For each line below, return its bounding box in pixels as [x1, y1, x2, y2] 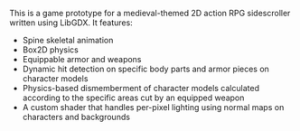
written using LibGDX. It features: [9, 17, 133, 28]
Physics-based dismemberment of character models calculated [22, 83, 260, 93]
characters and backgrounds [22, 112, 131, 122]
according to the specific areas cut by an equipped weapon [22, 92, 245, 103]
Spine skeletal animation [22, 35, 114, 45]
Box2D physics [22, 44, 79, 55]
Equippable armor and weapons [22, 54, 142, 64]
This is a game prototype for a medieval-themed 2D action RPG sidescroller [9, 8, 291, 18]
